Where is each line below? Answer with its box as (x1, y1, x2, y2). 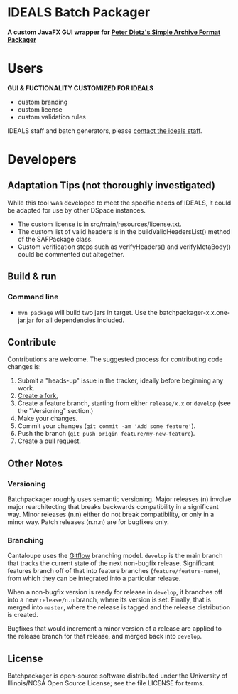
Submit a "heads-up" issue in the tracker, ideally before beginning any (17, 376, 224, 385)
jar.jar (17, 316, 34, 324)
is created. (7, 611, 39, 619)
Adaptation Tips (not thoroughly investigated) (7, 179, 215, 192)
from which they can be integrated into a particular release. (7, 574, 181, 583)
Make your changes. (17, 414, 78, 423)
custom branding (17, 97, 68, 106)
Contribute (7, 336, 57, 348)
